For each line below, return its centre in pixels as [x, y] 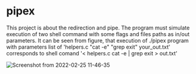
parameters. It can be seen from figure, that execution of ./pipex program [98, 40]
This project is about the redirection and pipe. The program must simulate [98, 28]
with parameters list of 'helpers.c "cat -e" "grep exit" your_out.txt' [88, 47]
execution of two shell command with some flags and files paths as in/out [98, 34]
